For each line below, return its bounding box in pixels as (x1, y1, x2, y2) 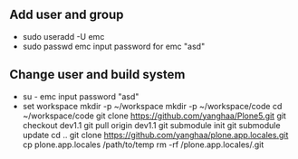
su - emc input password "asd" (22, 90, 139, 102)
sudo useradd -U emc (22, 31, 105, 42)
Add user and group (9, 7, 124, 23)
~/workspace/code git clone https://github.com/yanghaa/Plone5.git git (22, 110, 287, 121)
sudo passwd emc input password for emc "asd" (22, 41, 206, 51)
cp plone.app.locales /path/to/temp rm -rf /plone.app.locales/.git (22, 139, 264, 150)
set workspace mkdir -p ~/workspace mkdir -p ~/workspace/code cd (22, 100, 283, 111)
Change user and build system (9, 67, 186, 82)
